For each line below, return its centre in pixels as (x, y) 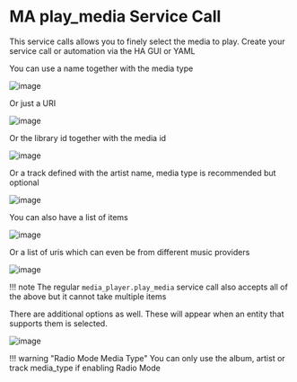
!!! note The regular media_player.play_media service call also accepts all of (149, 287)
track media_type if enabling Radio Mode (85, 368)
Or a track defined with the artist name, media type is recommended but (143, 173)
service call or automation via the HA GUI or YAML (102, 50)
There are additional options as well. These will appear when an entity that (147, 314)
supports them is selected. (58, 323)
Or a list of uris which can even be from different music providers (130, 252)
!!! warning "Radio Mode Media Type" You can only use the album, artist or (147, 358)
